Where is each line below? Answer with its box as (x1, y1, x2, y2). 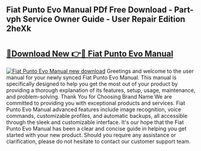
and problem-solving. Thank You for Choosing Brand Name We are (6, 93, 173, 100)
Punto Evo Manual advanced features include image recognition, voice (6, 106, 182, 113)
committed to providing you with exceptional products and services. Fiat (6, 99, 185, 106)
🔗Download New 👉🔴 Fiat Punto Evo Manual (6, 48, 173, 59)
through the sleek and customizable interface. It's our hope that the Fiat (6, 119, 184, 126)
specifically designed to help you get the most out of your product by (6, 81, 178, 87)
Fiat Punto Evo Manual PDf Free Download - (6, 5, 173, 15)
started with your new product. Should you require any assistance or (6, 132, 176, 138)
